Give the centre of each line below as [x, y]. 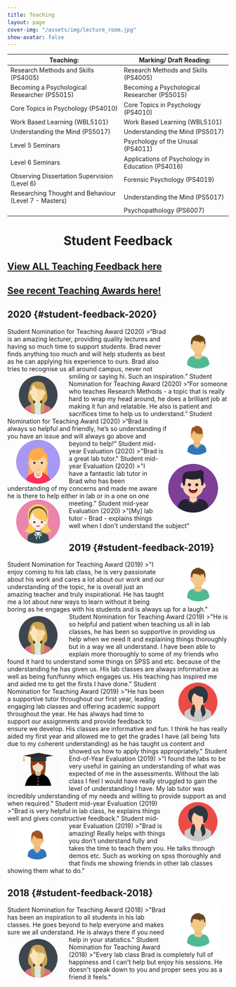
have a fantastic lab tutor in [108, 473]
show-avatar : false [36, 37]
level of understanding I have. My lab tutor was [137, 789]
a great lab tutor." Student [106, 458]
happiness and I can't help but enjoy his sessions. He [146, 962]
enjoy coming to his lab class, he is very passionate [82, 572]
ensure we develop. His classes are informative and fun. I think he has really [117, 729]
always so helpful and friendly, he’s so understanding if [87, 428]
